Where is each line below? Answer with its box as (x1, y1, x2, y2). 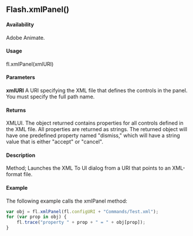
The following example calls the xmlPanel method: (6, 197, 128, 204)
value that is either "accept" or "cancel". (6, 138, 104, 145)
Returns (6, 107, 26, 114)
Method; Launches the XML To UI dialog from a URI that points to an (6, 165, 171, 172)
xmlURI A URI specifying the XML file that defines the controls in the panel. (6, 87, 188, 94)
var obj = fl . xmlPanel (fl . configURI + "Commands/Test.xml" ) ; (6, 208, 159, 214)
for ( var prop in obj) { (6, 214, 67, 220)
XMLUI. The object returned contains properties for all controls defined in (6, 119, 184, 126)
